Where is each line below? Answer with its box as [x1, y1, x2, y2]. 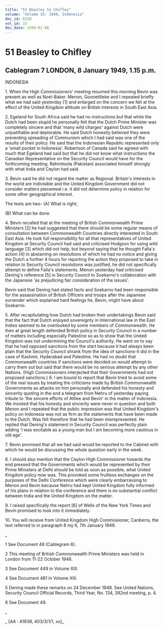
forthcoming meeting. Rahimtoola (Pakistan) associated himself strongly [5, 161, 151, 167]
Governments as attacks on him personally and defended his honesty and [5, 385, 154, 391]
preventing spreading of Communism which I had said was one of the [5, 135, 145, 141]
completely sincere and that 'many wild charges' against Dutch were [5, 124, 143, 130]
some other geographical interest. [5, 191, 73, 197]
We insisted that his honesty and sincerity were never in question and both [5, 401, 156, 407]
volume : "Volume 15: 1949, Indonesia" [5, 12, 84, 17]
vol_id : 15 [5, 21, 27, 26]
